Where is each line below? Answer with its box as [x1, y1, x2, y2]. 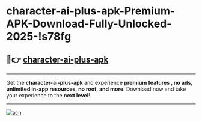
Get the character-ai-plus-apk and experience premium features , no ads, [6, 79, 193, 86]
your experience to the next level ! [6, 92, 90, 99]
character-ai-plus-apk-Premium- [6, 4, 176, 18]
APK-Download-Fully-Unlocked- [6, 17, 172, 31]
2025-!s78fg [6, 30, 72, 43]
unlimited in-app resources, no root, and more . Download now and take [6, 85, 186, 93]
